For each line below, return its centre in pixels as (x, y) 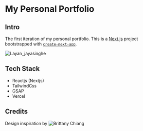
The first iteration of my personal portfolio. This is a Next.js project (71, 39)
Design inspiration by (26, 123)
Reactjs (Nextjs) (28, 80)
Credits (17, 112)
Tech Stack (22, 69)
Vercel (18, 96)
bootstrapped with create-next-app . (41, 44)
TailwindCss (24, 86)
